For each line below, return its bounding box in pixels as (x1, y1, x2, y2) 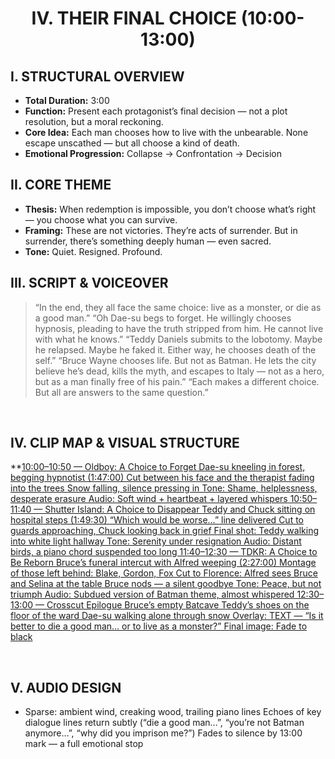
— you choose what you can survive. (24, 213, 178, 226)
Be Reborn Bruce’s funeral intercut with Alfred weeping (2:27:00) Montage (10, 557, 317, 569)
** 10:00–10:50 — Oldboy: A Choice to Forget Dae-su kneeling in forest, (10, 461, 306, 473)
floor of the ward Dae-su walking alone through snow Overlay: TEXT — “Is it (10, 610, 324, 622)
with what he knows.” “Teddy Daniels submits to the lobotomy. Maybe (34, 333, 323, 345)
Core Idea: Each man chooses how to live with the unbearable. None (24, 127, 309, 138)
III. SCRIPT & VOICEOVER (10, 275, 169, 292)
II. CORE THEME (10, 177, 112, 194)
